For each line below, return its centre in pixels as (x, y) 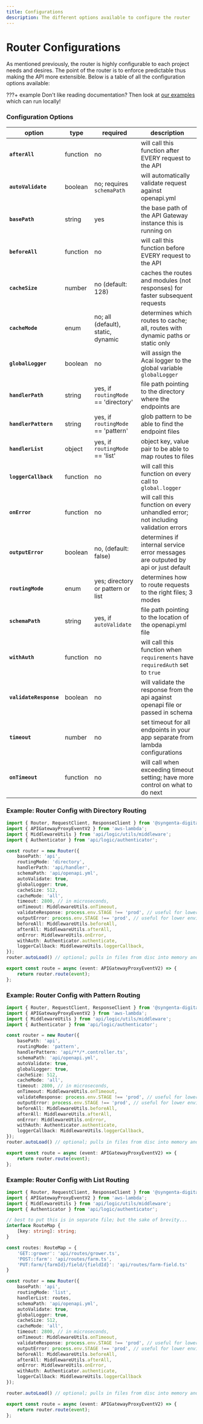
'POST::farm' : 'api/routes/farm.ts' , (65, 1259)
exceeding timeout (167, 770)
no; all (103, 317)
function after (160, 150)
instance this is (162, 223)
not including (159, 520)
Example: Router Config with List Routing (68, 1180)
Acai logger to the (166, 360)
